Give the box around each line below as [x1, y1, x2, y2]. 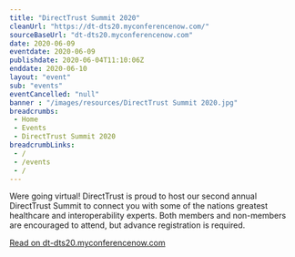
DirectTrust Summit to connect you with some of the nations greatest [9, 200, 269, 211]
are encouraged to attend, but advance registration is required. [9, 220, 246, 231]
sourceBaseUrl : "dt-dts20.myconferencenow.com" [9, 30, 194, 39]
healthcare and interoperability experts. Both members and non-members [9, 211, 287, 221]
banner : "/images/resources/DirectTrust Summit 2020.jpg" [9, 98, 239, 108]
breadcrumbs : [9, 107, 59, 116]
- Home [13, 115, 39, 124]
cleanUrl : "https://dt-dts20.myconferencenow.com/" [9, 22, 209, 31]
